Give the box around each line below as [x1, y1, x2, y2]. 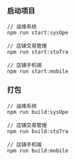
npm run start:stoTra [7, 49, 69, 56]
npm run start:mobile [7, 68, 69, 75]
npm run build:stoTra [7, 128, 69, 135]
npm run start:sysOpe [7, 30, 69, 36]
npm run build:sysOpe [7, 108, 69, 115]
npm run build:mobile [7, 147, 69, 154]
